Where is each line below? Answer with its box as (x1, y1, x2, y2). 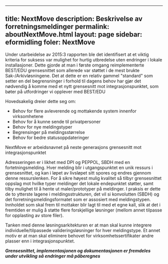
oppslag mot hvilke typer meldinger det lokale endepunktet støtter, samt (5, 180, 153, 186)
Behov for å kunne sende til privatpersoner (12, 118, 101, 124)
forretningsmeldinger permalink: (5, 22, 109, 31)
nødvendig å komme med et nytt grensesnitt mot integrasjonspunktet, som (5, 83, 159, 89)
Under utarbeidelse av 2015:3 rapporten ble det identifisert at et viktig (5, 51, 149, 57)
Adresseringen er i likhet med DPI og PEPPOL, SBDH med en (5, 159, 130, 165)
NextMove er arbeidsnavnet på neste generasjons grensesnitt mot (5, 144, 141, 150)
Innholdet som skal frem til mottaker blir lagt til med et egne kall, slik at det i (5, 201, 161, 207)
